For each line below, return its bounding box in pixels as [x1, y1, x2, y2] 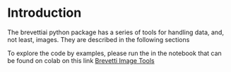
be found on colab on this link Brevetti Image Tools [7, 56, 155, 64]
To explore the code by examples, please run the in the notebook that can [7, 49, 223, 57]
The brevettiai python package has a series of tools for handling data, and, [7, 28, 225, 36]
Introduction [7, 5, 82, 21]
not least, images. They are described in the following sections [7, 35, 190, 43]
